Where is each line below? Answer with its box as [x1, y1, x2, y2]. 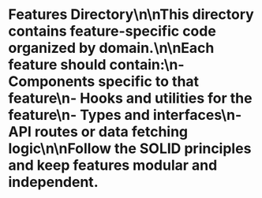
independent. [8, 174, 99, 191]
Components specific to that [8, 73, 200, 91]
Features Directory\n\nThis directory [8, 6, 254, 24]
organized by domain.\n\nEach [8, 39, 215, 57]
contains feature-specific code [8, 22, 217, 40]
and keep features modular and [8, 156, 218, 174]
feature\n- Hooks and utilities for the [8, 89, 253, 107]
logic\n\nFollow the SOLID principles [8, 140, 252, 158]
